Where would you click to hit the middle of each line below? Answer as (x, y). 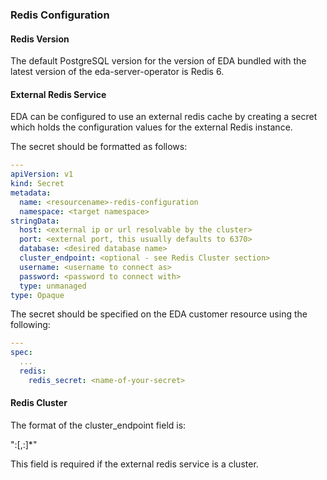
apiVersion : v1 (42, 174)
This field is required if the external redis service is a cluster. (134, 464)
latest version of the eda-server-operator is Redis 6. (117, 72)
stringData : (35, 221)
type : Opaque (37, 295)
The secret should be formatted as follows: (99, 147)
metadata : (31, 193)
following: (30, 325)
